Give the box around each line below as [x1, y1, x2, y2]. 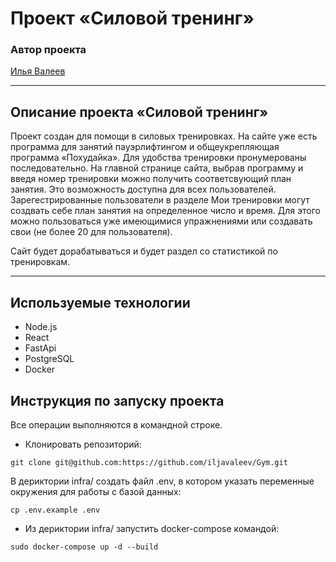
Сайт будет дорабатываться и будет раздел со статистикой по [10, 245, 278, 257]
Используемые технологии [10, 294, 191, 311]
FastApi [24, 342, 57, 354]
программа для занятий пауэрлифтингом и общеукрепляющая [10, 141, 280, 153]
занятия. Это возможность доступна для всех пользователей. [10, 183, 277, 196]
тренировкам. [10, 256, 71, 268]
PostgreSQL [24, 353, 75, 365]
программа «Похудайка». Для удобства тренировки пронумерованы [10, 152, 307, 164]
